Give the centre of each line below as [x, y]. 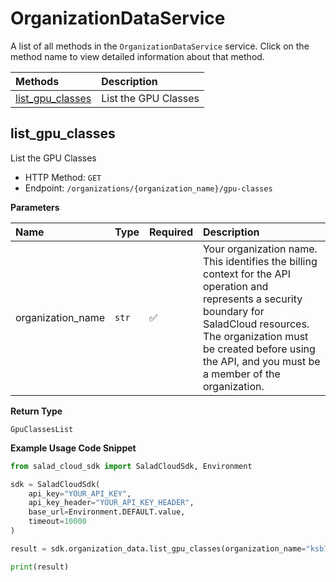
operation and [235, 286]
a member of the [241, 374]
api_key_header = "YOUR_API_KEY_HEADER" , [111, 503]
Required [171, 232]
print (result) [40, 567]
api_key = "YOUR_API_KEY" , [80, 493]
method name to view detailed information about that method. [137, 56]
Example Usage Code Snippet [73, 448]
